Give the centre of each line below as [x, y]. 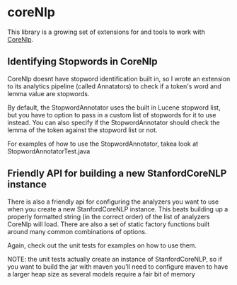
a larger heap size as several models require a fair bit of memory [102, 274]
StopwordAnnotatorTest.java [49, 151]
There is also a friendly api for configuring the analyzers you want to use [113, 202]
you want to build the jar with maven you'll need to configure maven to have [118, 267]
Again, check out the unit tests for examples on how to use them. [102, 245]
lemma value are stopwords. [48, 93]
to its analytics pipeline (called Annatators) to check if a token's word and [114, 86]
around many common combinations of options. [77, 231]
